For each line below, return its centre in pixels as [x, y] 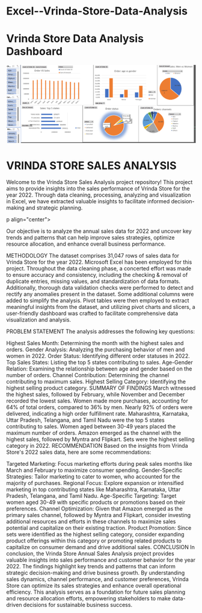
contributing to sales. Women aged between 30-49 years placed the [91, 427]
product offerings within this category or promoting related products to [94, 541]
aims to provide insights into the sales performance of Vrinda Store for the [98, 189]
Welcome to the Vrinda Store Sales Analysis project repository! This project [99, 182]
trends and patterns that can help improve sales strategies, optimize [90, 238]
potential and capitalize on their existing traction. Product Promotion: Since [99, 528]
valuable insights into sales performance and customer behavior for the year [101, 560]
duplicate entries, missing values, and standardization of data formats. [93, 281]
